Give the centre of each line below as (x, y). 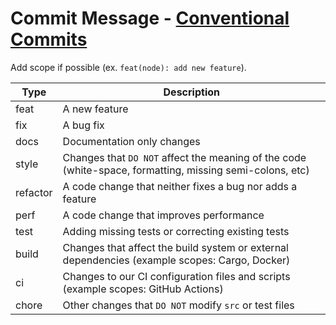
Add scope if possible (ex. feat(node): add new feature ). (128, 67)
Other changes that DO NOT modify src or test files (178, 305)
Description (191, 92)
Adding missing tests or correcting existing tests (176, 231)
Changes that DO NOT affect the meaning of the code (184, 157)
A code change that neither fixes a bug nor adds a (180, 186)
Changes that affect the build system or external (175, 247)
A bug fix (83, 125)
